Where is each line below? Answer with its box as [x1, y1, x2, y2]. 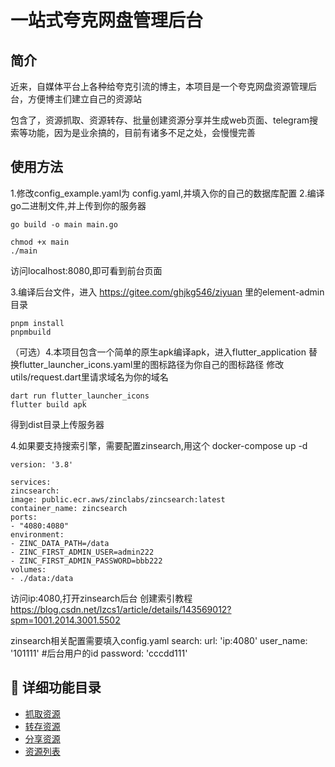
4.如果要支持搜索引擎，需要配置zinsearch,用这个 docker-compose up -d [10, 439, 308, 451]
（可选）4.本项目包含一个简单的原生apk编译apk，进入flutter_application [10, 346, 307, 358]
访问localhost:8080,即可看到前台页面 [10, 264, 163, 276]
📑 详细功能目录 [10, 679, 102, 696]
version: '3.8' [10, 459, 74, 470]
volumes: [10, 564, 47, 575]
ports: [10, 512, 38, 522]
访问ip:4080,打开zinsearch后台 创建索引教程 [10, 592, 193, 604]
